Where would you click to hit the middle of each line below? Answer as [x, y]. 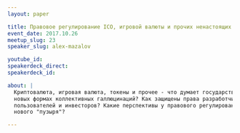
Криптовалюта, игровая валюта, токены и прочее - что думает [107, 92]
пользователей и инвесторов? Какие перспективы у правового [105, 105]
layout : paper [29, 14]
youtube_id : [25, 60]
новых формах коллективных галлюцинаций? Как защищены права [107, 99]
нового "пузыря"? [40, 112]
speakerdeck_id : [31, 73]
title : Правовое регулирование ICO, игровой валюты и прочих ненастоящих [120, 27]
